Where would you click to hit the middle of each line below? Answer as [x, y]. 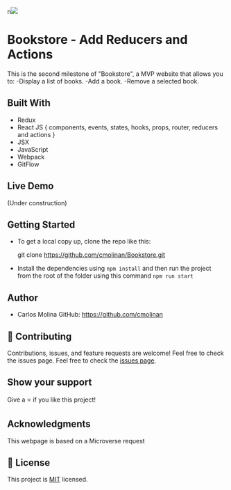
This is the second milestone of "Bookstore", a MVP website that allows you [115, 74]
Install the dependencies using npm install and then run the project [114, 269]
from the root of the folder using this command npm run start [105, 276]
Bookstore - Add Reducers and [97, 40]
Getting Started [41, 224]
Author [23, 298]
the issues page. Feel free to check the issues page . [82, 361]
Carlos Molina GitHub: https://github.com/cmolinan [90, 315]
